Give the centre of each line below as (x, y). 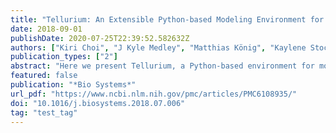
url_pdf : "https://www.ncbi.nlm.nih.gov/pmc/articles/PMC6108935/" (154, 94)
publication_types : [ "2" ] (64, 57)
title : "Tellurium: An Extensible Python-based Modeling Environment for (167, 19)
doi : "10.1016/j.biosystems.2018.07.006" (98, 103)
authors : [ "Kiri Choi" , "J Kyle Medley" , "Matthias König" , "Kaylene (158, 47)
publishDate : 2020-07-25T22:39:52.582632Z (100, 38)
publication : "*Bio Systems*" (73, 85)
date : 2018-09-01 (46, 29)
